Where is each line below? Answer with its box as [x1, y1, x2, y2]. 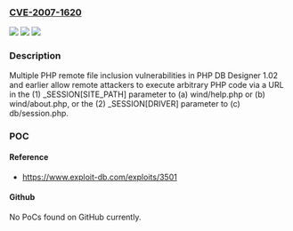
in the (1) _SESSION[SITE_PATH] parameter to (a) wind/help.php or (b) [9, 89, 265, 100]
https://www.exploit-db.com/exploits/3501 [21, 171, 178, 182]
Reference [9, 152, 49, 163]
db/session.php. [9, 108, 69, 118]
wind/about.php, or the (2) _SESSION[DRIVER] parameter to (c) [9, 98, 240, 108]
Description [9, 50, 61, 62]
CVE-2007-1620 [9, 6, 82, 19]
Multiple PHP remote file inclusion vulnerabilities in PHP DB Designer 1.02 [9, 69, 279, 81]
